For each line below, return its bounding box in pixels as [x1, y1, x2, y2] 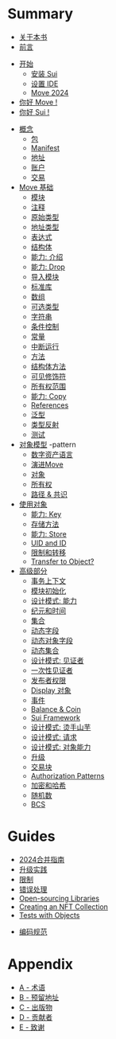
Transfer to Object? [30, 557, 95, 566]
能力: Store [30, 529, 67, 538]
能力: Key [30, 509, 62, 518]
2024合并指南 [18, 854, 65, 864]
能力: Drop [30, 262, 65, 271]
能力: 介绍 [30, 252, 64, 261]
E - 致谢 [18, 1022, 45, 1032]
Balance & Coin [30, 704, 81, 713]
